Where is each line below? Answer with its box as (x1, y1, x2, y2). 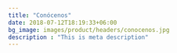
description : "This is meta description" (8, 33, 149, 41)
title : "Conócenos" (8, 11, 72, 19)
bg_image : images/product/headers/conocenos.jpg (8, 26, 170, 34)
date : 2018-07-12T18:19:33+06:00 (8, 19, 117, 26)
